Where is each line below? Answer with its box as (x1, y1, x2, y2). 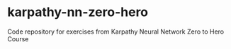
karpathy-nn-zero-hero (7, 4, 149, 20)
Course (7, 34, 29, 43)
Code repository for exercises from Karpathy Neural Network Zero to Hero (7, 27, 225, 36)
